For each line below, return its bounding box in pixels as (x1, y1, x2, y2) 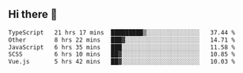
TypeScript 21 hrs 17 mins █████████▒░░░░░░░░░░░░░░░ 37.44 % (8, 28, 236, 36)
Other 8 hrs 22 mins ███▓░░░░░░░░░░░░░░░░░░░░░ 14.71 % (8, 36, 236, 44)
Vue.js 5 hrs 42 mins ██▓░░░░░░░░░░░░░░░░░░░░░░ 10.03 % (8, 58, 236, 66)
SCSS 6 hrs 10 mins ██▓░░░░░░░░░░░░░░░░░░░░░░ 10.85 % (8, 50, 236, 59)
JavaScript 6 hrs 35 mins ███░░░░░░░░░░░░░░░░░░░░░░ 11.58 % (8, 43, 236, 51)
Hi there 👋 (8, 8, 58, 21)
